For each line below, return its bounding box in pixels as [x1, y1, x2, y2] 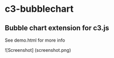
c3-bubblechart [5, 3, 74, 15]
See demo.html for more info [5, 37, 65, 43]
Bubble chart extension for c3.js [5, 24, 109, 32]
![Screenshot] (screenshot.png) [5, 47, 71, 53]
